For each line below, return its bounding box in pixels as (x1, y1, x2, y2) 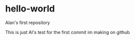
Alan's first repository (5, 19, 50, 25)
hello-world (5, 3, 55, 14)
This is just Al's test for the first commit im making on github (5, 29, 130, 35)
